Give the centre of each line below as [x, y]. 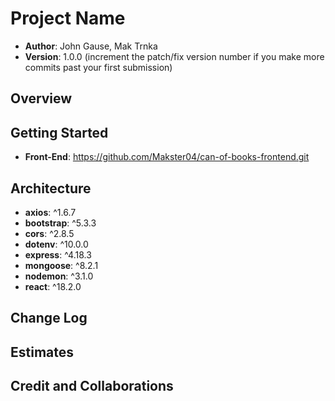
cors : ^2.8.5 [49, 233]
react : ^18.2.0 [53, 286]
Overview [41, 98]
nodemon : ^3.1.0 [59, 276]
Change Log [49, 318]
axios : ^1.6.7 [50, 212]
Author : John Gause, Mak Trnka [91, 46]
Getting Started [59, 132]
